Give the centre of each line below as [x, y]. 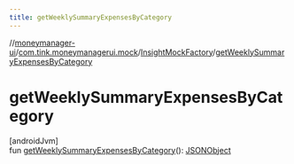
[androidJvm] [34, 141]
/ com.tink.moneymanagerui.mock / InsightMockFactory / [116, 52]
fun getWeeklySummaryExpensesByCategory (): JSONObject [120, 150]
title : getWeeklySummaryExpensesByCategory [91, 17]
